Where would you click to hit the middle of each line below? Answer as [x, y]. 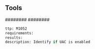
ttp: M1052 [16, 29]
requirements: [19, 33]
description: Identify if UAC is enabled [48, 42]
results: [14, 38]
